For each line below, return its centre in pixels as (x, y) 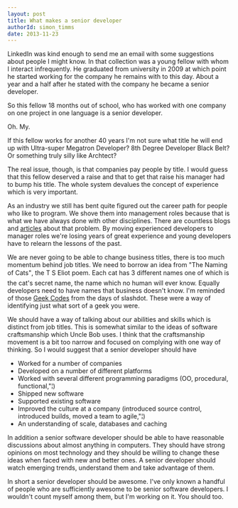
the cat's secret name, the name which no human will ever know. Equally (114, 283)
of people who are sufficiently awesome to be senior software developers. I (118, 489)
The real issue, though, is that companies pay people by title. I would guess (118, 169)
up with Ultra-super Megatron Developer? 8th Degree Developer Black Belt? (119, 148)
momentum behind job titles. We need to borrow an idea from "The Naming (118, 265)
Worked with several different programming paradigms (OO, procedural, (123, 379)
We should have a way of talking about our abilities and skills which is (109, 320)
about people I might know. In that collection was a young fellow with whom (118, 62)
